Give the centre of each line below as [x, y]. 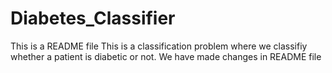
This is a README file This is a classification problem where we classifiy [159, 46]
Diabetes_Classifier [93, 18]
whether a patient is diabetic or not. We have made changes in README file [166, 56]
